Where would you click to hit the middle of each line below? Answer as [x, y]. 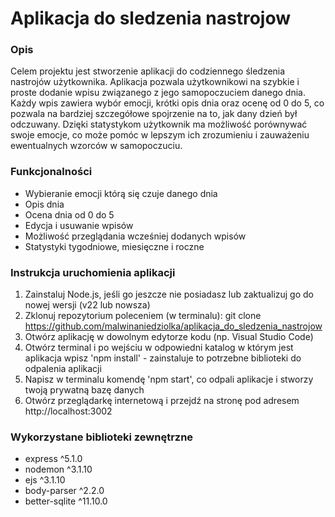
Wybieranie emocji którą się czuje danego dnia [121, 193]
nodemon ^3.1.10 [58, 469]
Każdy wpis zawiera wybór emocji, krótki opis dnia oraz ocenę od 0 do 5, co [167, 103]
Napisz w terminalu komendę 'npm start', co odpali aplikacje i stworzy [169, 379]
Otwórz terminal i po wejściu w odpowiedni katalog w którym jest [159, 348]
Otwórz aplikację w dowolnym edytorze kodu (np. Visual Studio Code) [169, 337]
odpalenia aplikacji [63, 369]
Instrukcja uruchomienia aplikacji [93, 272]
